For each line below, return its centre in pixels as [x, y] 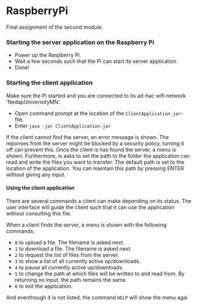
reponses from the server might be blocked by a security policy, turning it [95, 143]
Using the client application [40, 188]
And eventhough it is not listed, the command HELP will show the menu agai [97, 297]
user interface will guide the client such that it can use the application [90, 207]
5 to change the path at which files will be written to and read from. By [100, 274]
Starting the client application [49, 83]
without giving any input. [36, 174]
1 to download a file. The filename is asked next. [73, 248]
